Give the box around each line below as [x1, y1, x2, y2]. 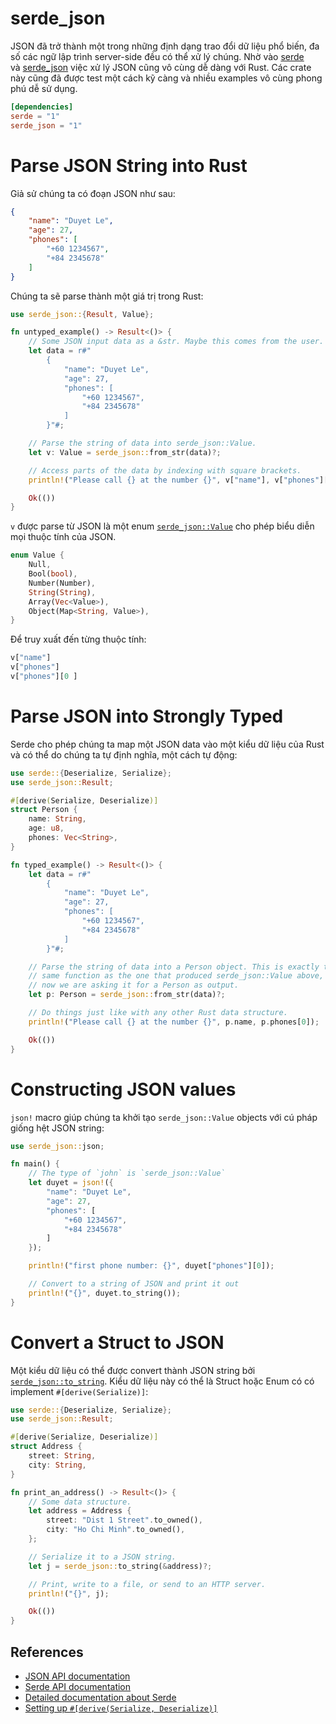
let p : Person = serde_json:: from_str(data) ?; [28, 990, 226, 1000]
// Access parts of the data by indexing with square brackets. [28, 465, 302, 476]
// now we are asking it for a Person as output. [28, 980, 240, 991]
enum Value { [10, 550, 65, 561]
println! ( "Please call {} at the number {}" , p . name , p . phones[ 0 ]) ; [28, 1017, 320, 1027]
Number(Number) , [28, 578, 97, 588]
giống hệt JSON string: [10, 1122, 105, 1134]
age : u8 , [28, 823, 65, 834]
